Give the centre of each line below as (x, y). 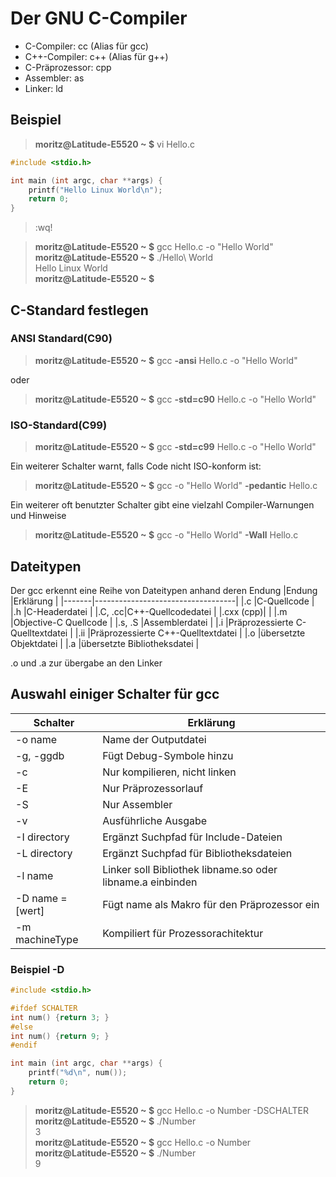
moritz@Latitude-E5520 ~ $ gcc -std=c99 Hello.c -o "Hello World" (175, 447)
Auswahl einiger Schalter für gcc (115, 694)
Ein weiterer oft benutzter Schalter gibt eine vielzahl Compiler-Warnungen (162, 505)
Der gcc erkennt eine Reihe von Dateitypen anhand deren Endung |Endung (164, 590)
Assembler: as (54, 78)
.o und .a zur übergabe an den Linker (86, 663)
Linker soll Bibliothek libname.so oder (190, 869)
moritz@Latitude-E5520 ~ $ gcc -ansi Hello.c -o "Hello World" (166, 360)
